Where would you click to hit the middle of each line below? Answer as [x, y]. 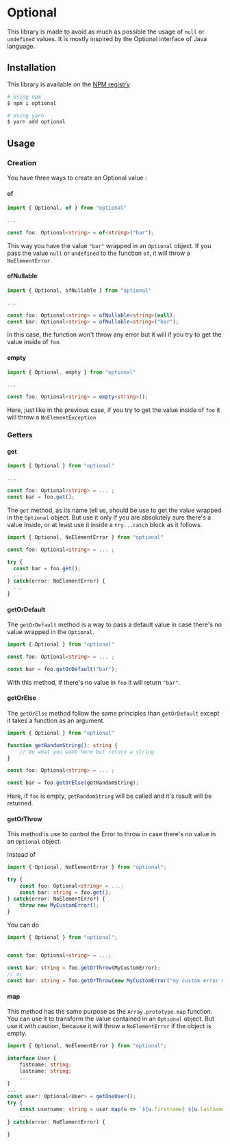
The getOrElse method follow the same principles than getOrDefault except [113, 713]
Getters [20, 435]
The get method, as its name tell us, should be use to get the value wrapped [114, 510]
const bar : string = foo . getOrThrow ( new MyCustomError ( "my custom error [113, 981]
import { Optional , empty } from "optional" [72, 372]
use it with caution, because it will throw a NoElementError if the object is [109, 1026]
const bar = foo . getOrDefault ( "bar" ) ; [62, 669]
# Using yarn [26, 115]
